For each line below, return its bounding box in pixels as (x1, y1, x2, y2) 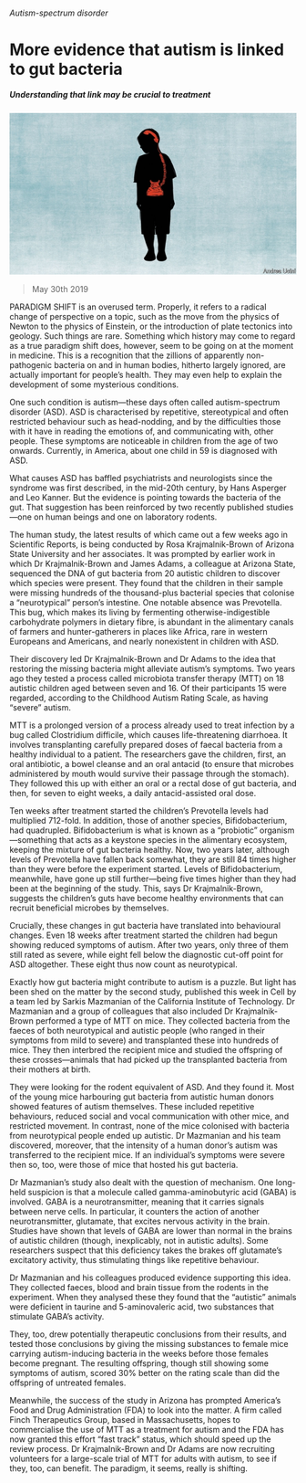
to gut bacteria (9, 58, 123, 79)
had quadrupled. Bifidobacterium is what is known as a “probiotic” (9, 825, 258, 836)
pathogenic (9, 360, 53, 371)
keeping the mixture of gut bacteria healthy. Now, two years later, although (9, 845, 290, 856)
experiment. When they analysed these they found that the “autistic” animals (9, 1292, 297, 1303)
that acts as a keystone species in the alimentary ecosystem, (58, 835, 288, 846)
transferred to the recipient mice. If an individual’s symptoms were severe (9, 1150, 285, 1161)
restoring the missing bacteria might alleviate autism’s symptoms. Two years (9, 663, 296, 675)
